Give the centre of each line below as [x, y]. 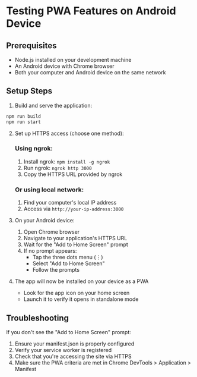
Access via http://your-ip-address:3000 [74, 209]
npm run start [24, 122]
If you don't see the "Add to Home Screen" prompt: [69, 332]
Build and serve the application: [53, 105]
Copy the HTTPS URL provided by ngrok [73, 174]
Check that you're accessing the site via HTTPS [73, 356]
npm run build [24, 116]
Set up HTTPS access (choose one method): [69, 133]
